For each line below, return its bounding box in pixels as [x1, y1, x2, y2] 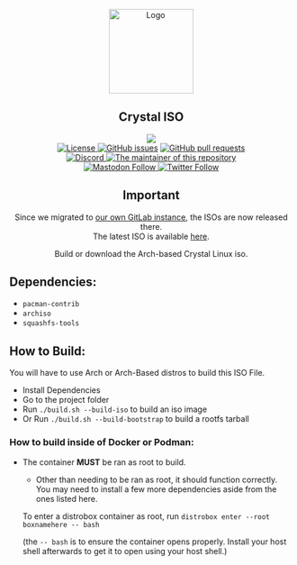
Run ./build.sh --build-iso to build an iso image [22, 404, 208, 415]
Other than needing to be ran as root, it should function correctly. [35, 474, 278, 485]
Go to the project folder [22, 395, 110, 406]
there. [139, 221, 163, 232]
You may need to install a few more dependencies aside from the [35, 483, 277, 495]
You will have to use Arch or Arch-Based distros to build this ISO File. [9, 368, 265, 378]
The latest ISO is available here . [93, 231, 210, 241]
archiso [22, 309, 51, 319]
